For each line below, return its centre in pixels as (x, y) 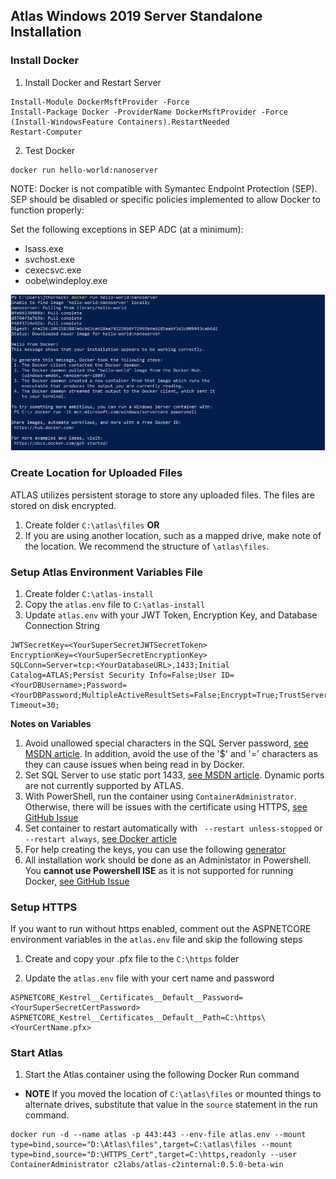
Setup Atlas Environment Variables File (107, 572)
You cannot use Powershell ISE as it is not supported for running (158, 870)
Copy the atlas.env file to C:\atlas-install (115, 604)
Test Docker (50, 150)
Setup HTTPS (44, 907)
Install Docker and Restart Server (93, 82)
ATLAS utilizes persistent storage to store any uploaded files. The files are (162, 495)
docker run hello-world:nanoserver (84, 170)
